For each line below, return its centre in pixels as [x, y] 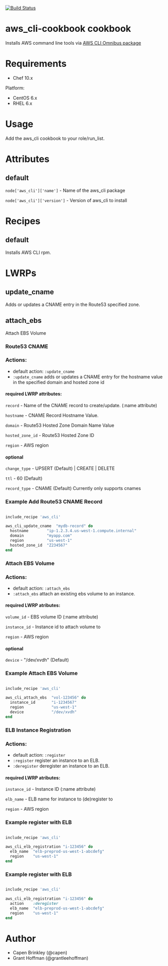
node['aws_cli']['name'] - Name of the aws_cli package [65, 190]
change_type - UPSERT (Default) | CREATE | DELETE [60, 468]
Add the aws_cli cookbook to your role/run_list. [55, 138]
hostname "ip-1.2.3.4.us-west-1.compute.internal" [73, 531]
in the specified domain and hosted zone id [58, 382]
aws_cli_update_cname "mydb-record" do [49, 526]
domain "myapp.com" [41, 536]
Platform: [15, 88]
